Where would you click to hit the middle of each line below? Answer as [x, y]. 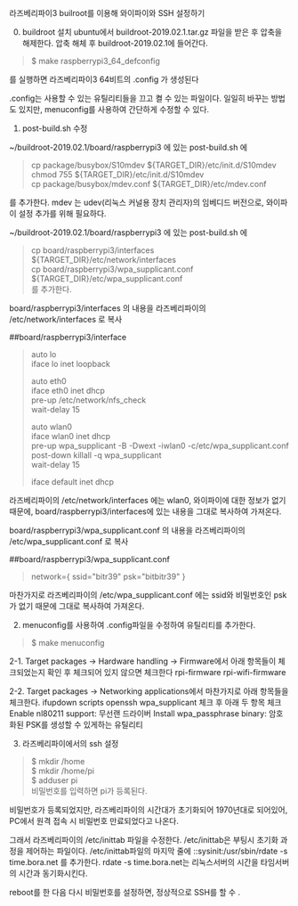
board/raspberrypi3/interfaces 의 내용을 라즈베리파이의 [108, 308]
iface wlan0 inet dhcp [71, 436]
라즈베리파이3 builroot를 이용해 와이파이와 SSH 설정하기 [107, 13]
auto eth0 [48, 381]
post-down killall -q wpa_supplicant [96, 455]
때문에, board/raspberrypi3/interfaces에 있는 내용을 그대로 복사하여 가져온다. [145, 511]
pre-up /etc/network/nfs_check [89, 400]
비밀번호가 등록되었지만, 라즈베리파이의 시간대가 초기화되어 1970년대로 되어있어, [149, 810]
